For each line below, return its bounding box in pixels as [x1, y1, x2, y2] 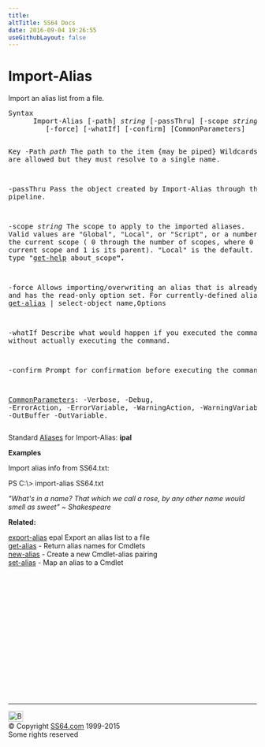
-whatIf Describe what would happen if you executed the [8, 329, 233, 337]
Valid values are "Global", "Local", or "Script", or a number [8, 230, 258, 239]
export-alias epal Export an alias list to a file [8, 533, 150, 542]
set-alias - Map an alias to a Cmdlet [8, 558, 124, 567]
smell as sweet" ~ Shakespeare [8, 502, 112, 512]
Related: [8, 518, 37, 527]
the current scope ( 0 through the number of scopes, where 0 [8, 238, 254, 247]
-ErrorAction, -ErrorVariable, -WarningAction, [8, 403, 196, 412]
